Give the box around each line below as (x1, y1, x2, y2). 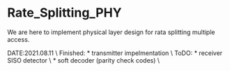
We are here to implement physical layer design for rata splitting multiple (7, 28, 215, 36)
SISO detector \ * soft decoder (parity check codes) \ (7, 56, 160, 64)
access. (7, 35, 30, 43)
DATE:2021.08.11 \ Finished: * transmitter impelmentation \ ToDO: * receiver (7, 49, 223, 57)
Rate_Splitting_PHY (7, 5, 122, 21)
